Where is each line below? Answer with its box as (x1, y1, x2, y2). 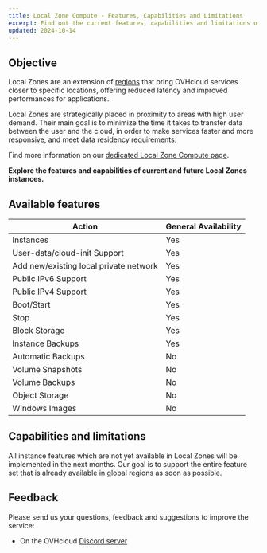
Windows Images (12, 403, 77, 414)
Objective (8, 56, 58, 69)
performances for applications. (8, 94, 110, 104)
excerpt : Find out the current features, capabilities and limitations (8, 19, 250, 27)
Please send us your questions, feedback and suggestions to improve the (8, 512, 249, 522)
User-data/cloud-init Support (12, 248, 125, 258)
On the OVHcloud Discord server (19, 535, 128, 546)
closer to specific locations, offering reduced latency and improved (8, 85, 228, 96)
